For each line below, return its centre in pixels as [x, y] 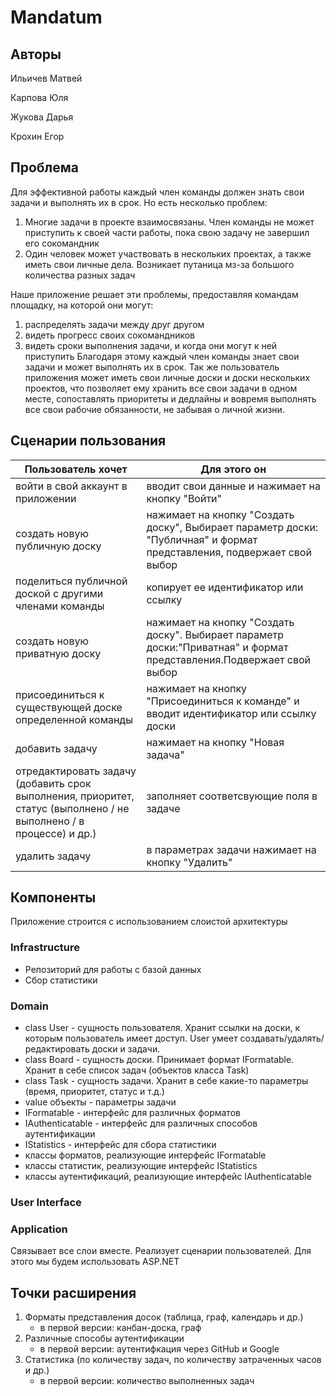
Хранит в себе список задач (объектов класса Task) [137, 1070]
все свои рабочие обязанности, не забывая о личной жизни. [154, 409]
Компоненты [53, 897]
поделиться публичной [71, 581]
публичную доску [58, 546]
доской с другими [59, 593]
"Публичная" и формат [202, 539]
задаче [163, 808]
